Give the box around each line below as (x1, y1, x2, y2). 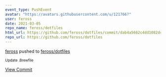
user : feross (5, 16, 32, 21)
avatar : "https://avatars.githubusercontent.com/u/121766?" (5, 12, 132, 17)
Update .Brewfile (5, 58, 34, 63)
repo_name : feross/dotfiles (5, 26, 63, 31)
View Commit (5, 66, 33, 72)
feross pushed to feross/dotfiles (5, 48, 70, 54)
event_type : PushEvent (5, 7, 52, 12)
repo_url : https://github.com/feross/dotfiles (5, 35, 103, 40)
